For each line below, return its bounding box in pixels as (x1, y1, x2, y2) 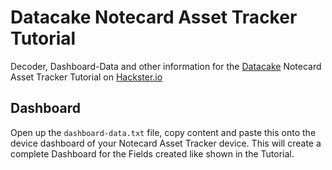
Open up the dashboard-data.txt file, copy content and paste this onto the (10, 126, 317, 138)
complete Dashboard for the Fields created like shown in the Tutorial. (10, 147, 295, 160)
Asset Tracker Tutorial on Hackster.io (10, 71, 163, 83)
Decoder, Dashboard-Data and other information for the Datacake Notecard (10, 60, 322, 72)
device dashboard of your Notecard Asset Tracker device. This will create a (10, 137, 322, 149)
